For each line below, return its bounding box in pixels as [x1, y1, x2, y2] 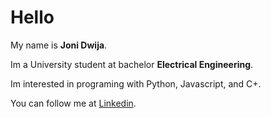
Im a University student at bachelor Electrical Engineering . [10, 58, 254, 70]
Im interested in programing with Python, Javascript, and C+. [10, 77, 262, 90]
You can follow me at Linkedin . [10, 97, 137, 109]
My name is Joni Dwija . [10, 39, 108, 51]
